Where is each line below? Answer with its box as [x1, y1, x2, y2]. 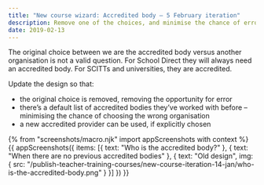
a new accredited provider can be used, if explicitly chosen [19, 119, 211, 129]
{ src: [8, 160, 26, 169]
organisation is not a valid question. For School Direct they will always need [8, 56, 252, 65]
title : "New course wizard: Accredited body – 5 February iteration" [8, 11, 241, 20]
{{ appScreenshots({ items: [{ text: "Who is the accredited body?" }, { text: [8, 143, 249, 153]
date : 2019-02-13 [8, 26, 65, 34]
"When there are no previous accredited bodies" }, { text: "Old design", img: [8, 151, 254, 161]
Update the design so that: [8, 79, 94, 89]
